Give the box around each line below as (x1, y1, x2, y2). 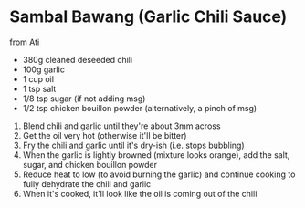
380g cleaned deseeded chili (22, 54, 133, 65)
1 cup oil (22, 73, 55, 84)
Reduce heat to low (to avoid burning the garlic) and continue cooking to (22, 169, 296, 180)
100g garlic (22, 64, 66, 75)
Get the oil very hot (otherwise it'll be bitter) (22, 130, 187, 140)
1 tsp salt (22, 83, 57, 94)
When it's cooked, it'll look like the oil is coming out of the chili (22, 188, 258, 199)
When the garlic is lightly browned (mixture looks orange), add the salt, (22, 149, 290, 161)
